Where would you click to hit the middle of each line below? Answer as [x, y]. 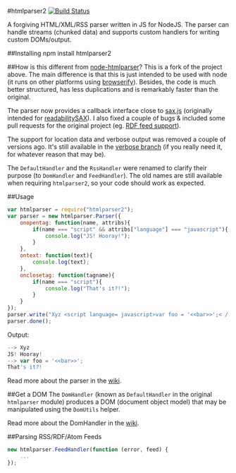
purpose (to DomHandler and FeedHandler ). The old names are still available [115, 175]
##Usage [21, 197]
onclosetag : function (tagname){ [67, 275]
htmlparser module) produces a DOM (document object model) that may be [117, 402]
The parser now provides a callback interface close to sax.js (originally [110, 110]
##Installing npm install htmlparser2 [59, 53]
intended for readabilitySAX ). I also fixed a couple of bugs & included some [116, 118]
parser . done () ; [30, 321]
